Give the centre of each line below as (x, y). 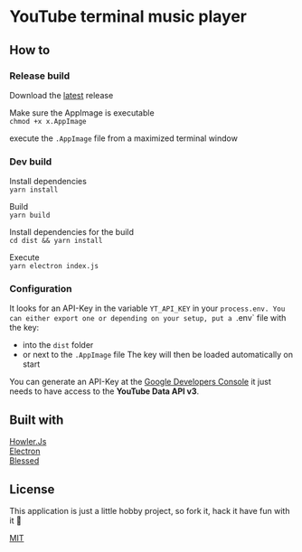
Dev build (31, 162)
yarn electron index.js (54, 267)
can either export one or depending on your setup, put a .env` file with (148, 318)
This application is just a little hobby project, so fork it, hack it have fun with (150, 511)
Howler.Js (28, 442)
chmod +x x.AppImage (48, 121)
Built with (37, 420)
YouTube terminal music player (128, 17)
